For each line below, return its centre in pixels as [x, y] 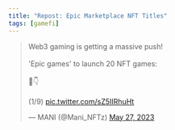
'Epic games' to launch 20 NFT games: [92, 63]
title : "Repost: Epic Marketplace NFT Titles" [88, 16]
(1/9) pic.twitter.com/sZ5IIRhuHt [81, 101]
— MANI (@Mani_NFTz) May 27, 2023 [91, 117]
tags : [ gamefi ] [34, 23]
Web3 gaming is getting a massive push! [96, 46]
